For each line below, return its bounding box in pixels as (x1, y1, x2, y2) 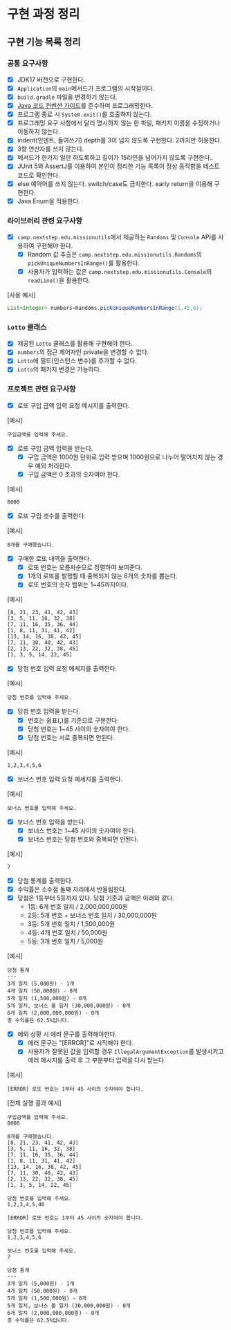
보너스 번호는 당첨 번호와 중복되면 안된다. (27, 835, 139, 843)
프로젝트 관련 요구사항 (7, 385, 76, 394)
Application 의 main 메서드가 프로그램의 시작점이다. (17, 84, 155, 92)
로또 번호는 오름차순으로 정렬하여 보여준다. (27, 563, 143, 571)
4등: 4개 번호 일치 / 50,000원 (27, 928, 108, 937)
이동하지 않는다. (17, 127, 60, 136)
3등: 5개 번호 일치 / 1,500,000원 (27, 920, 115, 928)
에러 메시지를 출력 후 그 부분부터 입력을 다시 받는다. (27, 1056, 166, 1064)
